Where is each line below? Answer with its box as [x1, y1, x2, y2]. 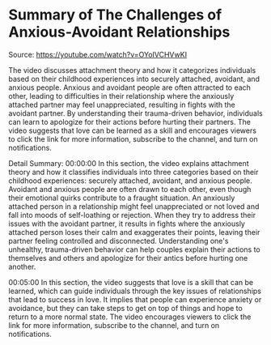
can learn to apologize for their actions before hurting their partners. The [8, 117, 251, 126]
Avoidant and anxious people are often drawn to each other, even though [8, 184, 252, 194]
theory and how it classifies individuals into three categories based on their [8, 167, 259, 177]
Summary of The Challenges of [8, 6, 222, 24]
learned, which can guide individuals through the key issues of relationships [8, 286, 261, 296]
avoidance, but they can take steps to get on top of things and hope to [8, 303, 243, 313]
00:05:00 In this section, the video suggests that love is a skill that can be [8, 277, 253, 287]
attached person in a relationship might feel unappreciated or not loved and [8, 201, 260, 211]
